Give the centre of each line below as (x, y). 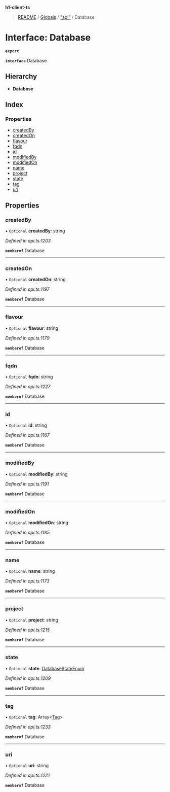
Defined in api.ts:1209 (28, 678)
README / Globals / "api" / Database (56, 17)
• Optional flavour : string (32, 328)
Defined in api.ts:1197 (27, 289)
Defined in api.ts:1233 (28, 727)
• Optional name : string (30, 571)
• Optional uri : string (27, 766)
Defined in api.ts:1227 (28, 387)
